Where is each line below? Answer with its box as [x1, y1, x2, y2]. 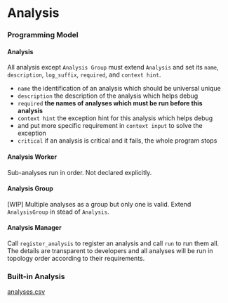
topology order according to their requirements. [7, 254, 145, 262]
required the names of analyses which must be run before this [17, 99, 203, 108]
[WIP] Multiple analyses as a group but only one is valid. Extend [7, 200, 192, 208]
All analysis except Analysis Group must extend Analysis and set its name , [7, 63, 219, 72]
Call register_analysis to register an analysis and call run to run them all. [7, 239, 220, 247]
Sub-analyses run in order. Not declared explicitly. [7, 168, 152, 176]
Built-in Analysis [7, 271, 65, 281]
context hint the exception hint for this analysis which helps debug [17, 114, 213, 122]
